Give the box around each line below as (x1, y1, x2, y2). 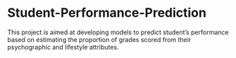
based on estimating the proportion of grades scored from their (7, 35, 192, 43)
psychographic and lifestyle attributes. (7, 43, 119, 51)
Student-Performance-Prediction (7, 5, 206, 21)
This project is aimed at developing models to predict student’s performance (7, 28, 229, 36)
